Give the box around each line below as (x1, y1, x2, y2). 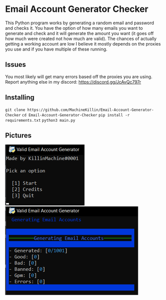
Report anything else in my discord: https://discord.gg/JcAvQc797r (5, 79, 141, 85)
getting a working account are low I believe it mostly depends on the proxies (5, 41, 161, 47)
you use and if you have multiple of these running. (5, 46, 108, 52)
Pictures (5, 131, 32, 140)
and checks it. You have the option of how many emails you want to (5, 25, 143, 31)
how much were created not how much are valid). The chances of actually (5, 36, 157, 42)
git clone (5, 107, 26, 112)
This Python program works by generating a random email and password (5, 20, 155, 26)
